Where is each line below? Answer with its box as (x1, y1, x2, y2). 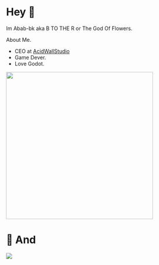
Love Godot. (14, 60, 45, 67)
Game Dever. (14, 54, 46, 61)
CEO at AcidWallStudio (14, 47, 70, 55)
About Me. (6, 36, 32, 43)
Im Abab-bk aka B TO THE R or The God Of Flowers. (6, 25, 133, 32)
